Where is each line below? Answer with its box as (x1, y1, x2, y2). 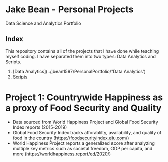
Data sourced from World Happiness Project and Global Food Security (12, 119, 158, 125)
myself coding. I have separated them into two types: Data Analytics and (5, 53, 156, 59)
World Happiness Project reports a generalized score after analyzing (12, 140, 155, 146)
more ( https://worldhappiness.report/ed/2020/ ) (12, 151, 111, 157)
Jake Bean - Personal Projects (5, 4, 134, 15)
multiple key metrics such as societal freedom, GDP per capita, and (12, 145, 153, 151)
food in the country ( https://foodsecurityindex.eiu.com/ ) (12, 135, 129, 141)
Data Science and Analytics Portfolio (5, 20, 81, 26)
